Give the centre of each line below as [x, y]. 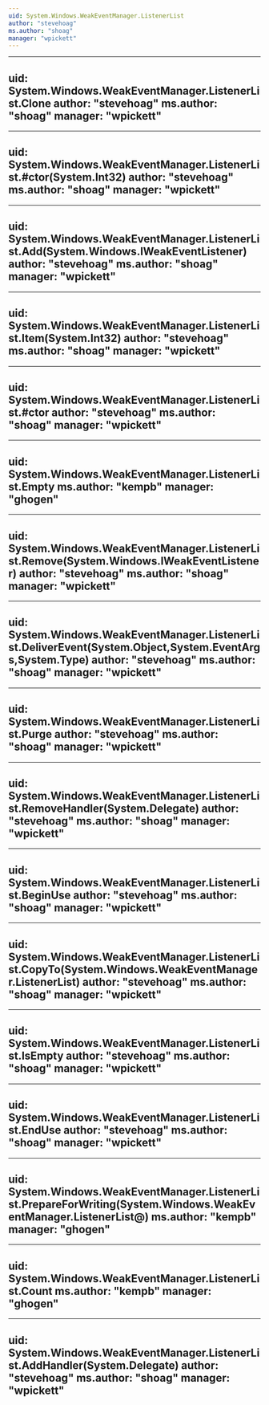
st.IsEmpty [36, 1056]
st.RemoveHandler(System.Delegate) [104, 808]
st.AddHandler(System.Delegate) [94, 1365]
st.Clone [30, 103]
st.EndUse [35, 1130]
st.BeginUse [40, 895]
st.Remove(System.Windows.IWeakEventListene [134, 561]
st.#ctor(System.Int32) [67, 177]
